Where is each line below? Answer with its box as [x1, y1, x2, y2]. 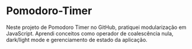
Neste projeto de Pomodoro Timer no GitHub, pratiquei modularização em [6, 24, 187, 31]
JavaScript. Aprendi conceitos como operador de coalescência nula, [6, 30, 174, 37]
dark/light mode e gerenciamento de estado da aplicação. [6, 36, 148, 43]
